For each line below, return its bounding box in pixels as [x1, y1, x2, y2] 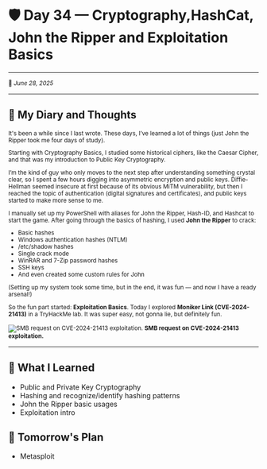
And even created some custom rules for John [17, 271, 145, 279]
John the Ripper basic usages [19, 399, 118, 409]
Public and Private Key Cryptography [19, 382, 141, 392]
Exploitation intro [19, 407, 75, 417]
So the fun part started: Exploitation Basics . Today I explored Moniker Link [8, 303, 215, 311]
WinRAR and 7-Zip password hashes [17, 257, 118, 265]
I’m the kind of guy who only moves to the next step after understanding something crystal [8, 169, 256, 177]
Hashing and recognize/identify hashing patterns [19, 390, 180, 400]
